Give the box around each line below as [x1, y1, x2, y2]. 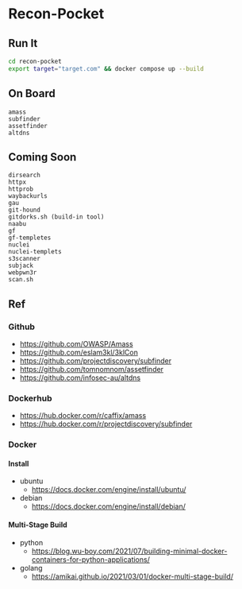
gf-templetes [8, 234, 52, 242]
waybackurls [8, 192, 48, 200]
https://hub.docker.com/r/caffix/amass [19, 411, 147, 420]
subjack [8, 262, 34, 270]
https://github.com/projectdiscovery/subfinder [19, 356, 172, 366]
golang [19, 563, 43, 572]
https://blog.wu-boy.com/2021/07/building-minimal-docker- [31, 546, 228, 556]
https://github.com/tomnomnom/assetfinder [19, 365, 164, 374]
